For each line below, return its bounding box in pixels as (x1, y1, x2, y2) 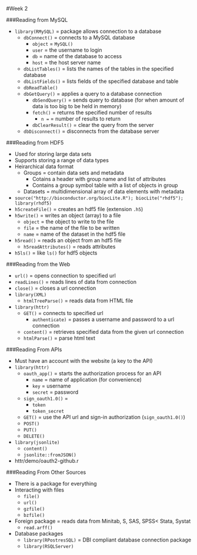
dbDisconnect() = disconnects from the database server (23, 128, 160, 135)
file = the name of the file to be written (23, 225, 120, 231)
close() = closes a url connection (14, 285, 96, 292)
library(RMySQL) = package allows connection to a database (14, 28, 162, 35)
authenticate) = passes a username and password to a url (32, 316, 175, 323)
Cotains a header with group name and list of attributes (32, 176, 166, 182)
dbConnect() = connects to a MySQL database (23, 34, 135, 41)
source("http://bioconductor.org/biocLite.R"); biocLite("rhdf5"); (14, 195, 183, 201)
